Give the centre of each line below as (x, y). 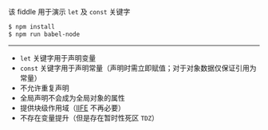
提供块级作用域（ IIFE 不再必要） (72, 108)
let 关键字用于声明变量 (58, 57)
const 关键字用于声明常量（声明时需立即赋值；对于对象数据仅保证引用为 (138, 68)
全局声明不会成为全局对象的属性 (72, 97)
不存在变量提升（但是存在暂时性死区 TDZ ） (89, 117)
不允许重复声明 (44, 88)
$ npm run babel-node (44, 34)
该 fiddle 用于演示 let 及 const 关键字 (69, 12)
